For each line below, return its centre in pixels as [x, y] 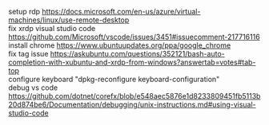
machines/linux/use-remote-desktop [69, 20]
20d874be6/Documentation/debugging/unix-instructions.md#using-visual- [132, 104]
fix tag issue [28, 54]
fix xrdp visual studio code [52, 28]
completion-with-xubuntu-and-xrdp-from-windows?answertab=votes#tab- [132, 62]
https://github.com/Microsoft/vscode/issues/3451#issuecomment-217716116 [134, 37]
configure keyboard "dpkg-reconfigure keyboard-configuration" [114, 79]
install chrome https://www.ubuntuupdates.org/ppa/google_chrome [120, 45]
